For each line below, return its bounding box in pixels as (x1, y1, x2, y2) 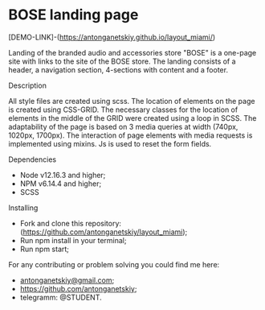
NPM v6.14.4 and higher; (19, 179, 102, 188)
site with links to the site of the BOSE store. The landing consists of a (8, 56, 236, 66)
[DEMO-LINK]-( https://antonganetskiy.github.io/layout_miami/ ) (8, 32, 216, 42)
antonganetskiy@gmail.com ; (19, 275, 115, 285)
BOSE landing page (8, 6, 139, 24)
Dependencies (8, 155, 57, 164)
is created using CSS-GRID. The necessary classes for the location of (8, 105, 238, 114)
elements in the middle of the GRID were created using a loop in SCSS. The (8, 113, 257, 122)
